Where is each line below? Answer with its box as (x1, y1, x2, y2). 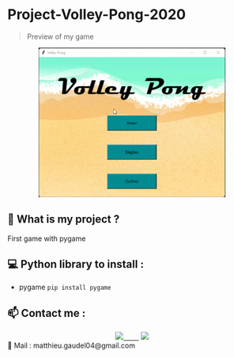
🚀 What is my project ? (7, 212, 120, 227)
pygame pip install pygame (18, 283, 111, 292)
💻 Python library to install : (7, 257, 144, 271)
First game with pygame (7, 234, 86, 243)
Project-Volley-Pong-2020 (7, 6, 187, 24)
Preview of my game (26, 32, 94, 41)
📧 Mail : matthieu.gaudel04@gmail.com (7, 341, 136, 350)
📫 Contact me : (7, 307, 86, 320)
